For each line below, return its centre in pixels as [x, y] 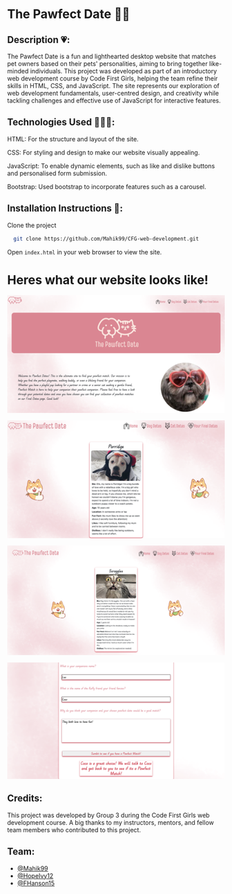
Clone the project [32, 225]
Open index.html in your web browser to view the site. [85, 252]
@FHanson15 [36, 883]
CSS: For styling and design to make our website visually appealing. [104, 152]
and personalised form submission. [57, 173]
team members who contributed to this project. [74, 830]
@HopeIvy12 [35, 875]
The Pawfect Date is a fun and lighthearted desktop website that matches [112, 56]
